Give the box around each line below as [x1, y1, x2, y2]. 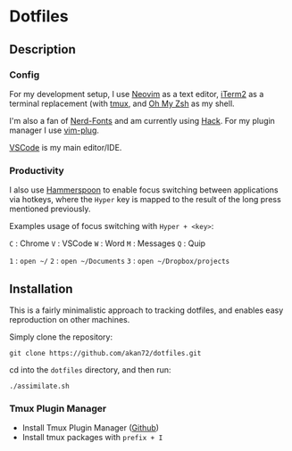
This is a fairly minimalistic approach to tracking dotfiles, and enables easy [9, 305, 284, 316]
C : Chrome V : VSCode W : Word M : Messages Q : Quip [9, 238, 206, 249]
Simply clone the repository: [9, 332, 113, 342]
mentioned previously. [9, 203, 91, 215]
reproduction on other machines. [9, 314, 130, 324]
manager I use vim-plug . [9, 125, 100, 135]
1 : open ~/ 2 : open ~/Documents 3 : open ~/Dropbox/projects [9, 256, 230, 266]
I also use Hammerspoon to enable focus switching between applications [9, 184, 279, 195]
